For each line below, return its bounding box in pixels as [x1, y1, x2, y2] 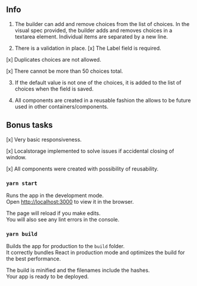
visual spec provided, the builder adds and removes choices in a [14, 27, 173, 34]
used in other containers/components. [14, 103, 109, 110]
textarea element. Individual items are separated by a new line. [14, 33, 168, 40]
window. [6, 153, 27, 160]
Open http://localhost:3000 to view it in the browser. [6, 198, 134, 205]
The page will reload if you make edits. [6, 210, 101, 217]
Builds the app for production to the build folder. [6, 243, 125, 250]
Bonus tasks [6, 120, 53, 130]
